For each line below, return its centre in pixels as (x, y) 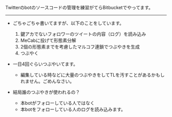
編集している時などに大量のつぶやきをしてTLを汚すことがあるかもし (92, 75)
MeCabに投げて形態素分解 (48, 40)
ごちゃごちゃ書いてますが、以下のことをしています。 (68, 23)
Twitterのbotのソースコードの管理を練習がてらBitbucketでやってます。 (79, 7)
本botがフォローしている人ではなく (57, 103)
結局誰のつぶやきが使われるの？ (46, 92)
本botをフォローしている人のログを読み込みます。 (73, 109)
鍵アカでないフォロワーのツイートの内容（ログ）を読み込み (83, 34)
